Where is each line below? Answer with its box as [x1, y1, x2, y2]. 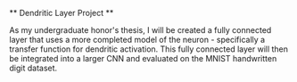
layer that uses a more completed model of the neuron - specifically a [9, 35, 266, 45]
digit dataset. [9, 62, 58, 73]
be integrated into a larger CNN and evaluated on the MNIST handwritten [9, 53, 277, 63]
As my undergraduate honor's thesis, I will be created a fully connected [9, 25, 272, 35]
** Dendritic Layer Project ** [9, 8, 114, 18]
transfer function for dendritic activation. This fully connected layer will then [9, 44, 288, 54]
